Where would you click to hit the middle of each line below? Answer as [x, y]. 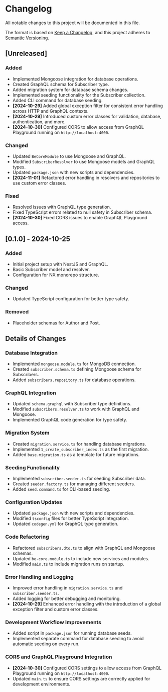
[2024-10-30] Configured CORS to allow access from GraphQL [78, 127]
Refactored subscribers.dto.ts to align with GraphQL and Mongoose [84, 548]
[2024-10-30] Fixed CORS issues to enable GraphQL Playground [80, 218]
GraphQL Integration [31, 393]
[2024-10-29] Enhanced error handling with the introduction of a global [87, 603]
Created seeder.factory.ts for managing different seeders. [74, 484]
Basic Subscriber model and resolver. [51, 269]
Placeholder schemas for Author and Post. [56, 323]
